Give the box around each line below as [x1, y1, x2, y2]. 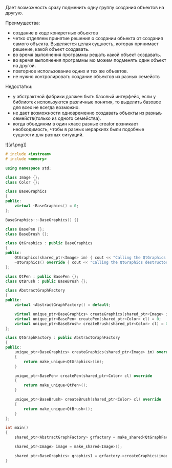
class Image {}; [5, 175, 40, 180]
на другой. [12, 63, 36, 68]
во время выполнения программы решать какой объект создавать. [12, 51, 161, 58]
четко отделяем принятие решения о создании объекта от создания [12, 35, 163, 41]
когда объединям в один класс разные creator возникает [12, 121, 139, 127]
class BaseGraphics [5, 189, 47, 194]
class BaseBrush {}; [5, 231, 50, 237]
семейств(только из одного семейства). [12, 115, 101, 121]
